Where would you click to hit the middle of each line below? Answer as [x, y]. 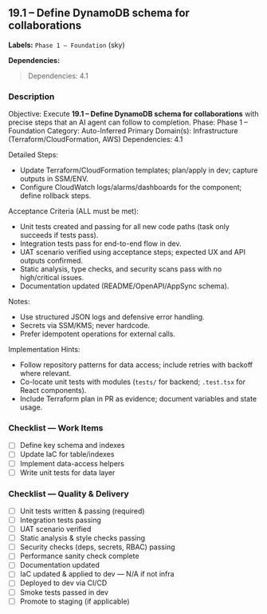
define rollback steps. [55, 196]
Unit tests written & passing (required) [82, 511]
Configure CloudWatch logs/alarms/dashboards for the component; [131, 188]
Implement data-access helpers [72, 463]
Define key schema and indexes [72, 446]
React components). [53, 390]
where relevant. [45, 374]
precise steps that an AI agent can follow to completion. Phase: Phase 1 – [128, 122]
